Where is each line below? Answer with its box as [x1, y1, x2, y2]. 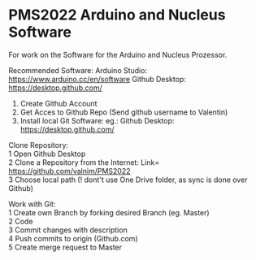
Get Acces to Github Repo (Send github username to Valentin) [20, 107, 228, 117]
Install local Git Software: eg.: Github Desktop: [20, 115, 175, 125]
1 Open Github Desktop [8, 149, 86, 158]
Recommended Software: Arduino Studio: [8, 65, 148, 75]
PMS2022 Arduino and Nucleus [8, 6, 226, 24]
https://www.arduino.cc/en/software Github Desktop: [8, 74, 187, 84]
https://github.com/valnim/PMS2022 [8, 166, 131, 175]
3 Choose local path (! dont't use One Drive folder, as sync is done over [8, 175, 248, 184]
